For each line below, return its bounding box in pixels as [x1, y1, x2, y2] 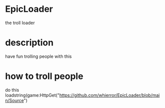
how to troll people [5, 71, 83, 82]
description [5, 37, 54, 48]
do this [5, 87, 19, 93]
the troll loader [5, 20, 35, 26]
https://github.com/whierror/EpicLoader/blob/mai [59, 92, 160, 98]
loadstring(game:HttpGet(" [5, 92, 59, 98]
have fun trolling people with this [5, 53, 72, 59]
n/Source [5, 97, 24, 103]
